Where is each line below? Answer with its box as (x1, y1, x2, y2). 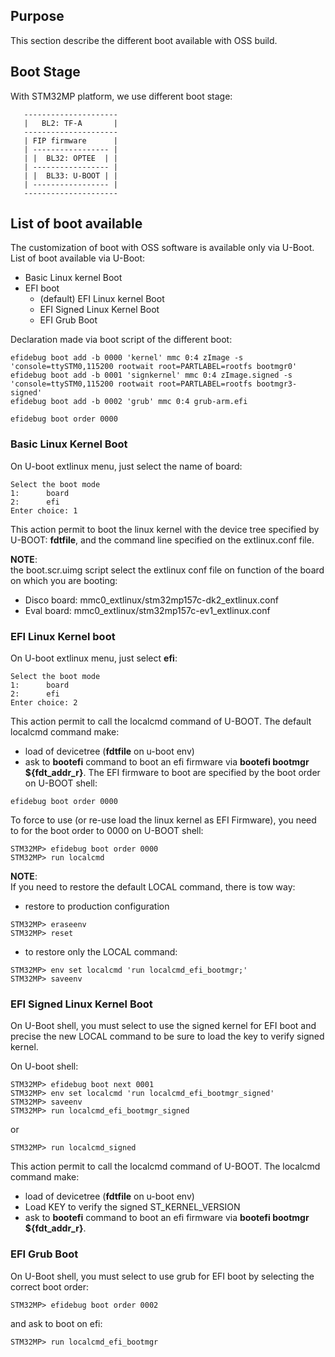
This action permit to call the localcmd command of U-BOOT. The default (10, 715, 312, 728)
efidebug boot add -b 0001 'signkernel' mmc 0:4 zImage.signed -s (10, 370, 293, 381)
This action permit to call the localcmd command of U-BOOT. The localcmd (10, 1160, 321, 1173)
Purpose (10, 8, 65, 25)
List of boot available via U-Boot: (10, 252, 146, 264)
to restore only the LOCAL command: (24, 946, 178, 958)
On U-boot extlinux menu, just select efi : (10, 652, 178, 664)
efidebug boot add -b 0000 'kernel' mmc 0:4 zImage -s (10, 353, 244, 363)
